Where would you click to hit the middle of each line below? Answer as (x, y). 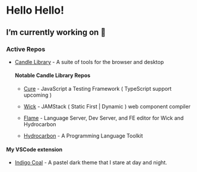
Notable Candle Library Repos (53, 75)
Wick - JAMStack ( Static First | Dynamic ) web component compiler (107, 107)
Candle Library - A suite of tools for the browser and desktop (89, 62)
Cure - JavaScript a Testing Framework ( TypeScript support (98, 89)
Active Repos (26, 49)
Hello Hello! (35, 10)
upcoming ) (38, 95)
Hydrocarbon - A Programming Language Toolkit (83, 136)
